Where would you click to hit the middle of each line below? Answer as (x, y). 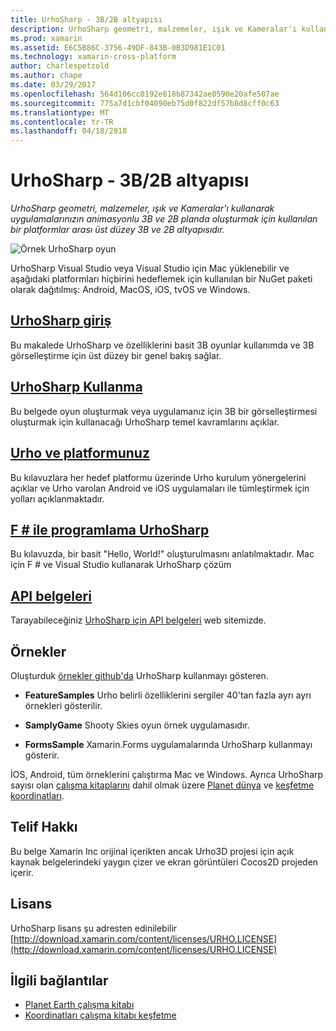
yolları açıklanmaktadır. (57, 498)
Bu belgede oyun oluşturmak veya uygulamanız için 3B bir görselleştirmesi (164, 411)
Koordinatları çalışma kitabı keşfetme (100, 1015)
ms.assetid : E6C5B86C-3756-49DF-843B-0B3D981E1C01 (118, 47)
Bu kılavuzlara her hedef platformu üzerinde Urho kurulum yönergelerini (158, 477)
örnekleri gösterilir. (63, 705)
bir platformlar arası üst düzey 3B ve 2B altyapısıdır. (117, 230)
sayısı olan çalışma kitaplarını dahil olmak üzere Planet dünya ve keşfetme (162, 785)
